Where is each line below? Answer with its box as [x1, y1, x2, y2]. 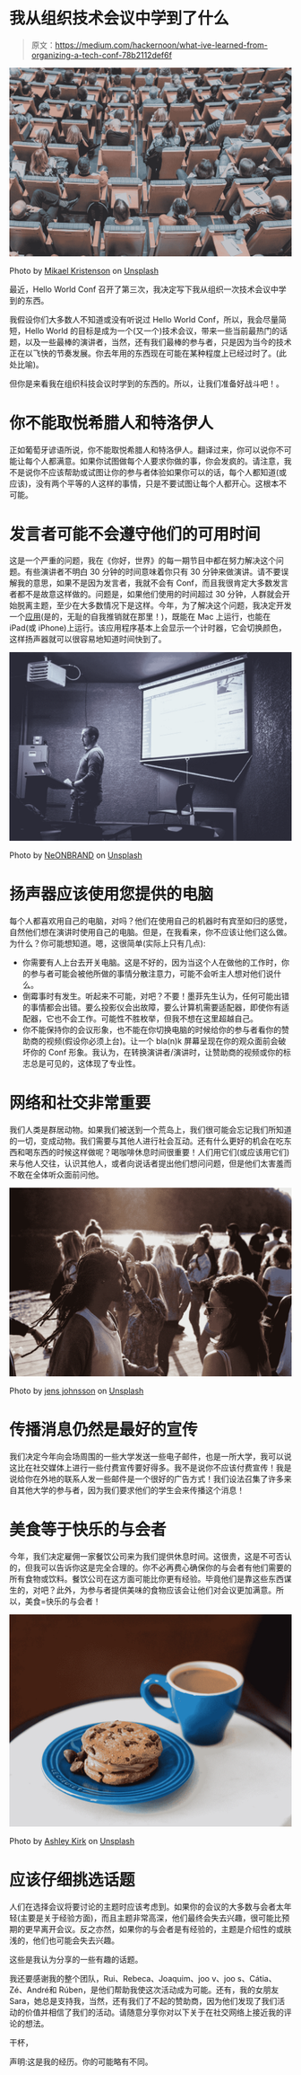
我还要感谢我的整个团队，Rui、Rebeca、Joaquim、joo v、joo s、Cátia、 [9, 1973, 277, 1983]
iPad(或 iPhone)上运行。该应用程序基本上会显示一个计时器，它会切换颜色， [9, 622, 287, 633]
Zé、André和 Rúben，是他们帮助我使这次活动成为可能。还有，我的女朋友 [9, 1984, 279, 1995]
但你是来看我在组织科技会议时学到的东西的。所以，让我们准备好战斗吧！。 [9, 378, 284, 389]
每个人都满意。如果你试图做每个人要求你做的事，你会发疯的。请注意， [24, 455, 284, 466]
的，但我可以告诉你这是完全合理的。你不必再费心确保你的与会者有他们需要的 [9, 1562, 292, 1573]
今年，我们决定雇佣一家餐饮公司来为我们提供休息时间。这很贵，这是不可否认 [9, 1551, 292, 1562]
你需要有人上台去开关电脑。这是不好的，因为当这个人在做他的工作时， [21, 958, 282, 968]
